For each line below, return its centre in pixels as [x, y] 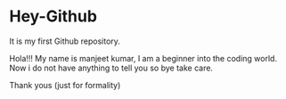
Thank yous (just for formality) [65, 85]
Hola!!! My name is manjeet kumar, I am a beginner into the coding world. [143, 58]
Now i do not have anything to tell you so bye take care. [111, 68]
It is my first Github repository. [65, 41]
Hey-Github [53, 16]
